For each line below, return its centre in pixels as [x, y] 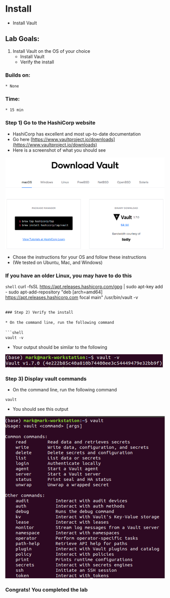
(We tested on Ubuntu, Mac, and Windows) [57, 262]
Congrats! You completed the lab [47, 589]
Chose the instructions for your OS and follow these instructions [79, 257]
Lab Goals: [22, 39]
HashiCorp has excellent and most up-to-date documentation [77, 134]
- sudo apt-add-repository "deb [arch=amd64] [54, 292]
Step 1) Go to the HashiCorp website [50, 123]
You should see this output [40, 409]
